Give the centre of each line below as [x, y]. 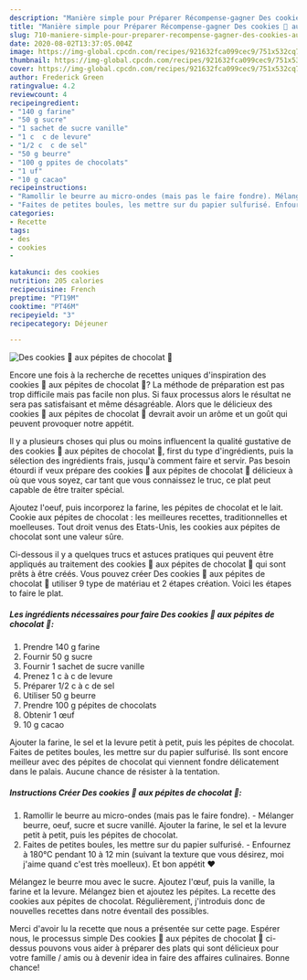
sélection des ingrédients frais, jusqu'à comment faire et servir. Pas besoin [150, 461]
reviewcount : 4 [38, 94]
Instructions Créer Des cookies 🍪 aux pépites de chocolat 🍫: [126, 793]
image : [22, 52]
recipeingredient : [44, 103]
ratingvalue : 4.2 [42, 86]
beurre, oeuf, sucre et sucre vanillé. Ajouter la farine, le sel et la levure [154, 826]
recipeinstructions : [49, 188]
